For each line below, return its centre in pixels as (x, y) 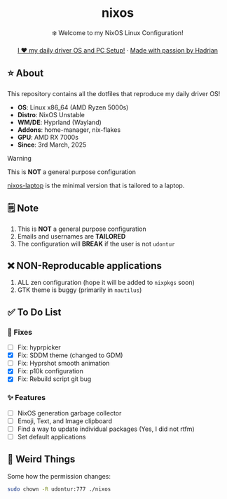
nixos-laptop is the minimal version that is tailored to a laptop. (96, 185)
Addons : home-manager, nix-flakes (69, 129)
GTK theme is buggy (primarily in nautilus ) (80, 290)
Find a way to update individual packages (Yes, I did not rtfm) (106, 429)
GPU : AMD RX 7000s (48, 137)
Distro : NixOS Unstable (51, 114)
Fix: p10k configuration (50, 371)
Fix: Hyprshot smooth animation (63, 364)
